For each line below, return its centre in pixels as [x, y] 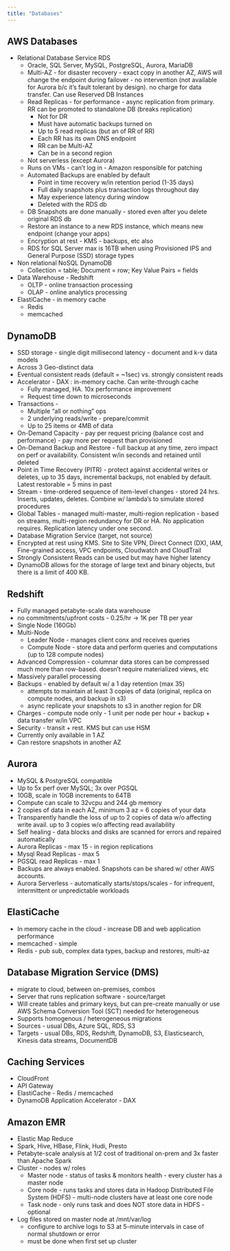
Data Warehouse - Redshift [55, 278]
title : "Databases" [35, 13]
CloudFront [33, 1079]
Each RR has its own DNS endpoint [87, 139]
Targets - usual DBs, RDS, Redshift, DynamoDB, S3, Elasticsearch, [111, 1033]
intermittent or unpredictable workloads [73, 891]
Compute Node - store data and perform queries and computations [122, 647]
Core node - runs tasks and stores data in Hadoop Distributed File [120, 1190]
